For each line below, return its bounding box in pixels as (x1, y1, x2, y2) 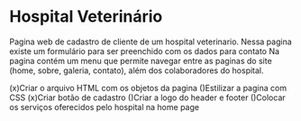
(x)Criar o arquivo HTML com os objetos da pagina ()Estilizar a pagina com (9, 82, 287, 93)
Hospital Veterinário (9, 6, 163, 27)
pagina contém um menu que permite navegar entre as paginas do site (9, 55, 272, 66)
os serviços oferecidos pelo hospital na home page (9, 101, 200, 112)
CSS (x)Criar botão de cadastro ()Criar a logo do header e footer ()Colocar (9, 92, 286, 103)
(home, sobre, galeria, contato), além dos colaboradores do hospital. (9, 65, 264, 76)
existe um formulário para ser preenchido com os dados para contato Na (9, 45, 280, 56)
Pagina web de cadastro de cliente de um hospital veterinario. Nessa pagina (9, 36, 293, 47)
